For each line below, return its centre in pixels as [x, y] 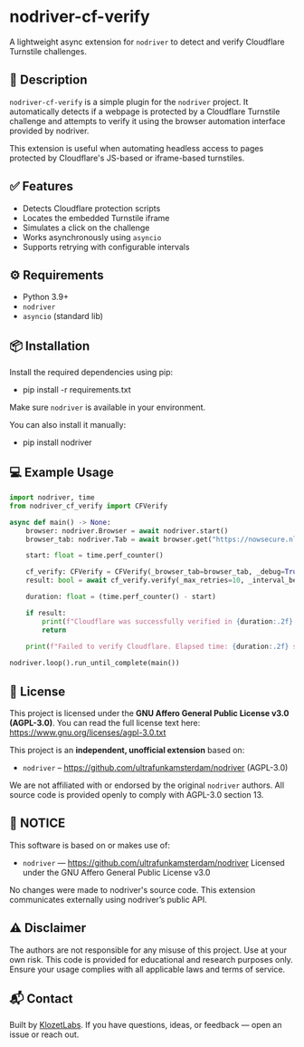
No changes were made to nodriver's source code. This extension [133, 889]
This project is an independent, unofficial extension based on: [127, 750]
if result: [46, 613]
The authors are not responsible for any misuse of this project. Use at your [148, 950]
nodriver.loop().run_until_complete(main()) [95, 664]
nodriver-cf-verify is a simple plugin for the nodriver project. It [129, 102]
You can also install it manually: [68, 425]
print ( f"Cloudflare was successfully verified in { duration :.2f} [168, 621]
